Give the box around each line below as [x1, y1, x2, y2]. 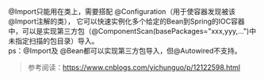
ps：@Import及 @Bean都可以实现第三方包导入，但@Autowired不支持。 [8, 46, 242, 55]
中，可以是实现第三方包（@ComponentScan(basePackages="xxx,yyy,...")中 [8, 27, 256, 35]
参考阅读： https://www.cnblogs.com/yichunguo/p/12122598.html [27, 63, 240, 72]
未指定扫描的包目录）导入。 [8, 36, 99, 45]
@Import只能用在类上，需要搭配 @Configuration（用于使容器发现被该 [8, 7, 236, 16]
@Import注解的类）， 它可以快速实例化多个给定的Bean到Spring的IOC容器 [8, 16, 246, 26]
